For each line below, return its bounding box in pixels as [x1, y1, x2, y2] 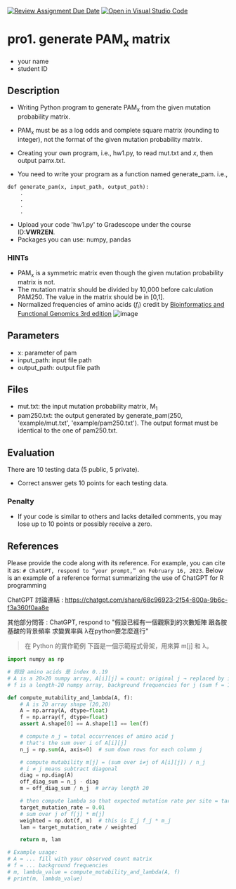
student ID [17, 64, 48, 73]
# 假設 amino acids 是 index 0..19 [7, 669, 108, 676]
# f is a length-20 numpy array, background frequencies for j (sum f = [7, 681, 225, 688]
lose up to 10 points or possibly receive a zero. [17, 520, 152, 528]
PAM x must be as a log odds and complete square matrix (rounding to [17, 126, 220, 136]
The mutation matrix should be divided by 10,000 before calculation [17, 285, 214, 294]
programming [7, 581, 47, 590]
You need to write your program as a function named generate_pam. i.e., [17, 169, 228, 178]
